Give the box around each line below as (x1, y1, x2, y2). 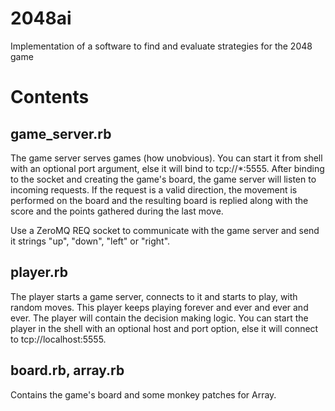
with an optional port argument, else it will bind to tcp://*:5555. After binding (10, 162, 325, 174)
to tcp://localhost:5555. (10, 333, 107, 345)
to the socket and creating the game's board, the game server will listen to (10, 173, 317, 185)
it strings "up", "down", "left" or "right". (10, 235, 171, 247)
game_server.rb (10, 125, 112, 142)
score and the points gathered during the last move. (10, 205, 224, 217)
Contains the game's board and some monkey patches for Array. (10, 388, 277, 401)
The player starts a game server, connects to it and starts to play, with (10, 290, 298, 302)
